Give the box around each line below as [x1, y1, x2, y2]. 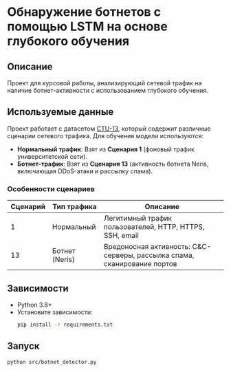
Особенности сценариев [7, 184, 95, 193]
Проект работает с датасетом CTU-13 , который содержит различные [7, 124, 211, 133]
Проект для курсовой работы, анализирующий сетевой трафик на [7, 79, 202, 87]
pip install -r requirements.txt [16, 321, 113, 328]
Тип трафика [52, 202, 98, 212]
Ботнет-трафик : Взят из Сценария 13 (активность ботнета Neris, [16, 160, 209, 168]
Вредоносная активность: [103, 242, 191, 252]
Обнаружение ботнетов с [7, 4, 162, 20]
